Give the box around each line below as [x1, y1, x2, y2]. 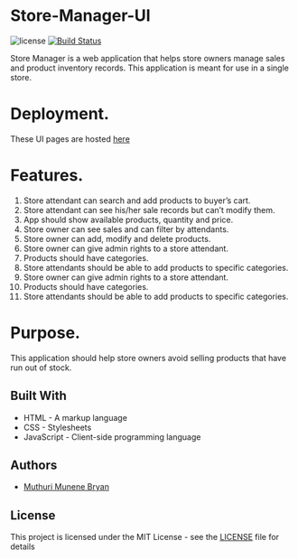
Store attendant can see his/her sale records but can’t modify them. [23, 204, 275, 215]
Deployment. [10, 104, 109, 125]
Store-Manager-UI [10, 5, 152, 26]
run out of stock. [10, 362, 72, 373]
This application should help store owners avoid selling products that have [10, 352, 287, 363]
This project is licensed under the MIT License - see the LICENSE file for [10, 532, 279, 543]
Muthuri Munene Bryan [23, 481, 109, 492]
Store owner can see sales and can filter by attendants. [23, 223, 229, 235]
